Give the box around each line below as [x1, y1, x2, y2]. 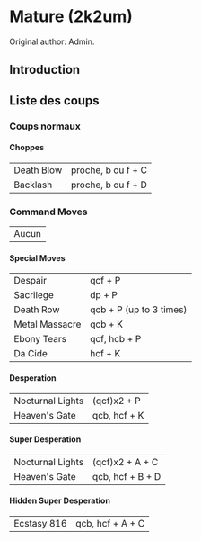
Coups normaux [9, 120, 81, 132]
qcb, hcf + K [92, 409, 144, 421]
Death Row [13, 303, 60, 316]
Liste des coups [9, 93, 100, 108]
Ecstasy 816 [13, 517, 67, 529]
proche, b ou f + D [70, 178, 148, 191]
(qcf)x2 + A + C [92, 455, 159, 468]
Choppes [9, 142, 45, 153]
